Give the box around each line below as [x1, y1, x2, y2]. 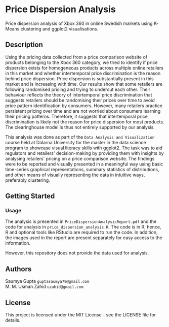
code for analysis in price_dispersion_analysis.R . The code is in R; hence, [5, 224, 161, 230]
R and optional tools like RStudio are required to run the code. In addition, [5, 230, 158, 236]
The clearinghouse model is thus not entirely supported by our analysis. [5, 124, 155, 130]
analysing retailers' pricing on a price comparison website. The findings [5, 155, 155, 161]
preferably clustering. [5, 177, 51, 183]
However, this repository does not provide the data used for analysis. [5, 250, 149, 256]
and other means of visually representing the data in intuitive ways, [5, 172, 145, 178]
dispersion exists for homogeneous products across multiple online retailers [5, 64, 163, 71]
